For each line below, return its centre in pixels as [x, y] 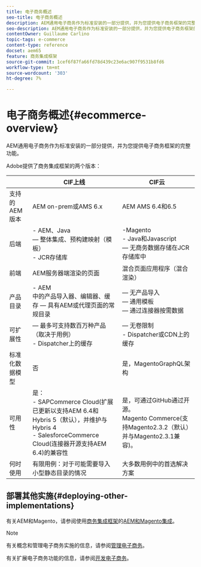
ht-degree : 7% [24, 78]
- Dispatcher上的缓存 [63, 344]
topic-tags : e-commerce [36, 40]
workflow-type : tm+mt [33, 67]
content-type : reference [37, 46]
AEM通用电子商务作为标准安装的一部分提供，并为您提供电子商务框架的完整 [98, 146]
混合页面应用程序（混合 [155, 269]
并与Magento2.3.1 [148, 436]
